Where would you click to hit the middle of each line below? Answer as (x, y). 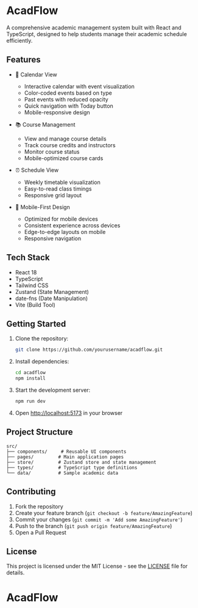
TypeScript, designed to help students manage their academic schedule (97, 34)
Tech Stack (28, 258)
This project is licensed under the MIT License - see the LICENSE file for (97, 566)
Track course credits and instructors (70, 145)
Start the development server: (53, 390)
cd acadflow (30, 373)
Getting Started (36, 324)
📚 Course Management (45, 124)
